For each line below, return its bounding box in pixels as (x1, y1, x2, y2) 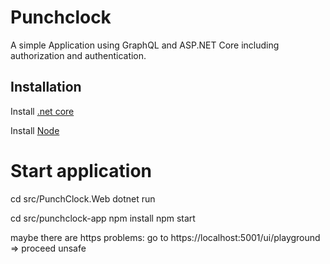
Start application (10, 159, 152, 182)
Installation (10, 79, 82, 96)
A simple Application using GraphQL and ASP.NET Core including (10, 39, 280, 51)
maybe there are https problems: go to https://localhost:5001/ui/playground (10, 231, 321, 243)
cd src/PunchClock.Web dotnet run (10, 192, 156, 205)
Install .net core (10, 105, 75, 117)
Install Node (10, 124, 60, 136)
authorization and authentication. (10, 49, 147, 61)
